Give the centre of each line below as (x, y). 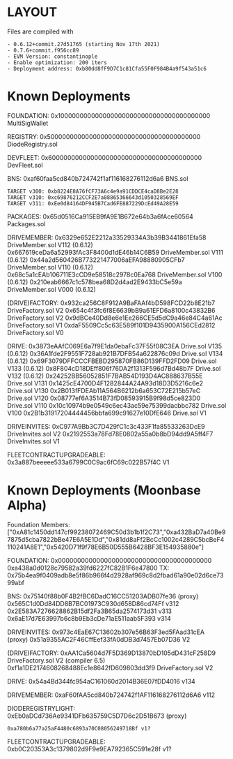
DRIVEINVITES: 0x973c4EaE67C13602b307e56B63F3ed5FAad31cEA (106, 632)
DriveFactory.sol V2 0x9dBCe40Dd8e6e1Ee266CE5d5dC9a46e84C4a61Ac (115, 318)
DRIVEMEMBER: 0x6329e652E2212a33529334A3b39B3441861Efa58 (107, 237)
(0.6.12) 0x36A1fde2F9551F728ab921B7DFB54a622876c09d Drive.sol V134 (115, 353)
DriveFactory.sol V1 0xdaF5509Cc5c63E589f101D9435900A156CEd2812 (111, 325)
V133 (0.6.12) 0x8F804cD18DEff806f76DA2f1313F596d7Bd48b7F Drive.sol (114, 368)
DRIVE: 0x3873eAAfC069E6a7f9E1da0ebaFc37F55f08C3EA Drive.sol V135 (115, 346)
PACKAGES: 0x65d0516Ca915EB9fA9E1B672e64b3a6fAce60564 (100, 216)
